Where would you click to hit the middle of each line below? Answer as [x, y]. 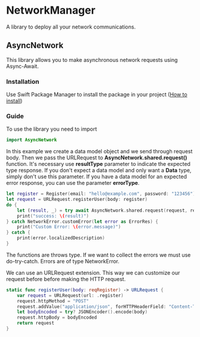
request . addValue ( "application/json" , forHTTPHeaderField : [92, 307]
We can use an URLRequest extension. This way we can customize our [93, 273]
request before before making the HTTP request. [66, 279]
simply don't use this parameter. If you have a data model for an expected [97, 177]
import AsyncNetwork [32, 140]
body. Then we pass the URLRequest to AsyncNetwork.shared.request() [97, 158]
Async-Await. [23, 66]
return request [36, 323]
